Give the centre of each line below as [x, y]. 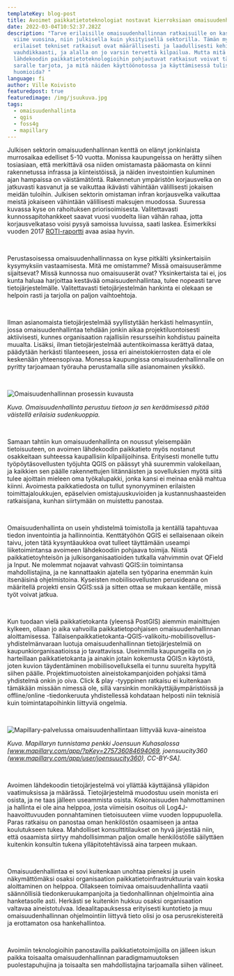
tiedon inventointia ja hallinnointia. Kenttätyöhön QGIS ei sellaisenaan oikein [116, 535]
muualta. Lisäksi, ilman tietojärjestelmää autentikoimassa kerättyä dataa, [111, 345]
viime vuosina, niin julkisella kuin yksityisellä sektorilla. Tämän [116, 40]
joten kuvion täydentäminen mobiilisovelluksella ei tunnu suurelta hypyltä [112, 666]
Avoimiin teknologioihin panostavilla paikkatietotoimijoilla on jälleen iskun [111, 950]
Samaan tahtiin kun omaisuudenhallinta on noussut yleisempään [99, 442]
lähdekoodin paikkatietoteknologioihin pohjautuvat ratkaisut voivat [116, 59]
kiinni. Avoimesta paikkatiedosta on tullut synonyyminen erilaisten [101, 486]
